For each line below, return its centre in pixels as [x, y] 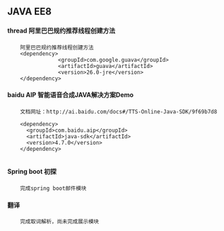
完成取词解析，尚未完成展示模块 [60, 222]
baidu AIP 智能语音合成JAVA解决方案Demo [71, 95]
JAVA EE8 [29, 12]
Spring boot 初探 [32, 171]
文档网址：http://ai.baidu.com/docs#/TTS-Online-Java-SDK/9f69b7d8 [119, 112]
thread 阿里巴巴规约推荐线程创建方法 [61, 30]
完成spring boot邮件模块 [53, 188]
